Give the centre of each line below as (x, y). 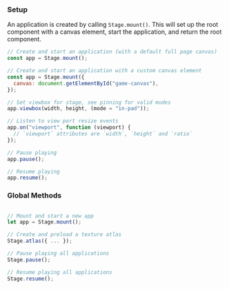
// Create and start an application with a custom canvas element (104, 71)
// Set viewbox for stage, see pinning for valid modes (89, 102)
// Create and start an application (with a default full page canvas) (112, 52)
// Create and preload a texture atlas (64, 235)
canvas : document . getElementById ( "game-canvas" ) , (86, 83)
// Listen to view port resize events (63, 121)
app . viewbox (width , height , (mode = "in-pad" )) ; (78, 109)
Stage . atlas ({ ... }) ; (40, 241)
